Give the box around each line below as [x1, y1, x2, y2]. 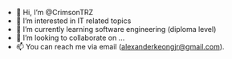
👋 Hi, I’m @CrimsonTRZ [15, 8, 94, 17]
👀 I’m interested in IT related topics [15, 16, 132, 26]
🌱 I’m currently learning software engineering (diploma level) [15, 25, 217, 33]
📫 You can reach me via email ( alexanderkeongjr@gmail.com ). [15, 42, 225, 51]
